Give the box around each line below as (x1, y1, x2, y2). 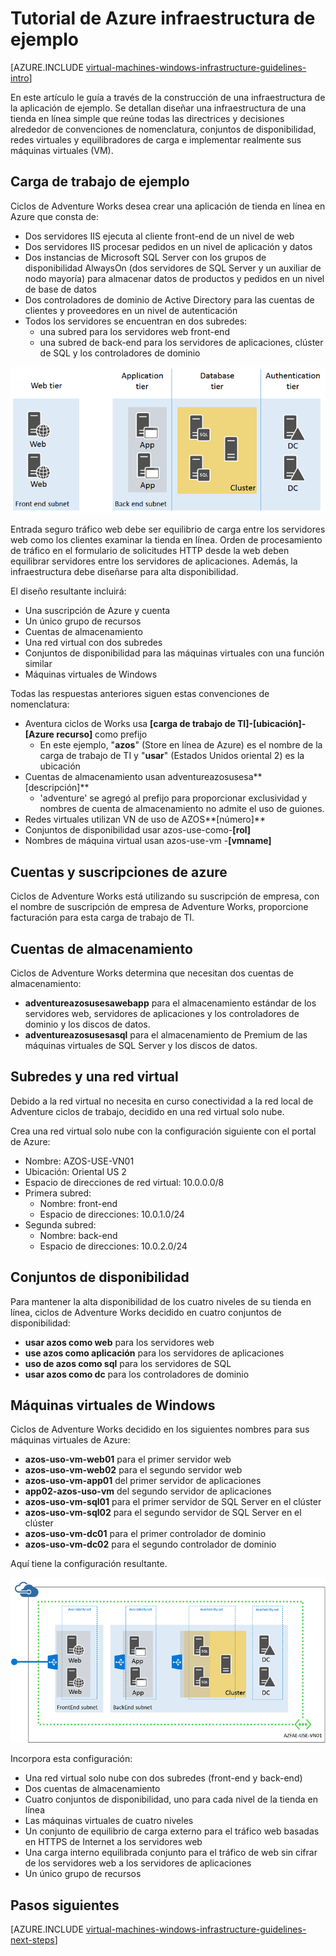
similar (24, 658, 53, 670)
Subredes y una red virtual (10, 1068, 179, 1086)
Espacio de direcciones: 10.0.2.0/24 (39, 1240, 188, 1252)
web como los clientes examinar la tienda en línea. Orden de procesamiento (10, 534, 323, 546)
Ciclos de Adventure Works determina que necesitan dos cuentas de (10, 967, 294, 979)
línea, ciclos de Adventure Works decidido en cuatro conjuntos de (10, 1306, 282, 1318)
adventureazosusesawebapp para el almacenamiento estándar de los (24, 997, 317, 1009)
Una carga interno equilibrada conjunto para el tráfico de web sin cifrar (24, 1847, 318, 1859)
